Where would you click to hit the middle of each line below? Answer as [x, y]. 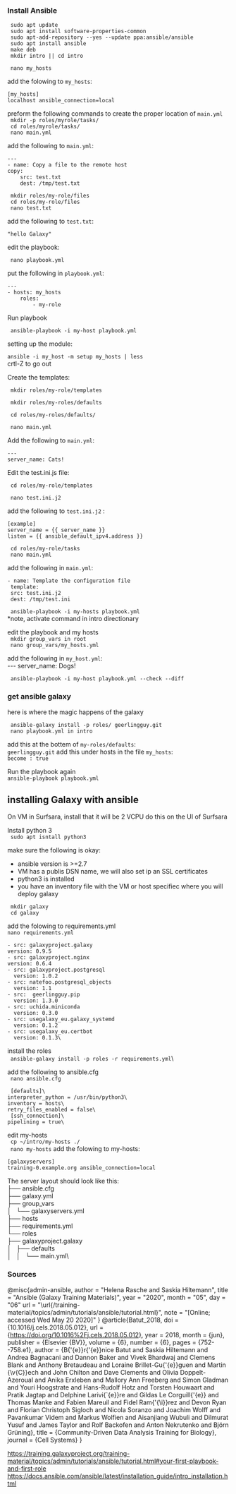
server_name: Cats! [36, 460]
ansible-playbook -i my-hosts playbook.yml [75, 612]
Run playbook [27, 318]
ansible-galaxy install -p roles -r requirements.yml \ [92, 1059]
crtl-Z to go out [29, 364]
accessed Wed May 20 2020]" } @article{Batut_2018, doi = [93, 1320]
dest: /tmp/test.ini [41, 600]
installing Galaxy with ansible [73, 800]
